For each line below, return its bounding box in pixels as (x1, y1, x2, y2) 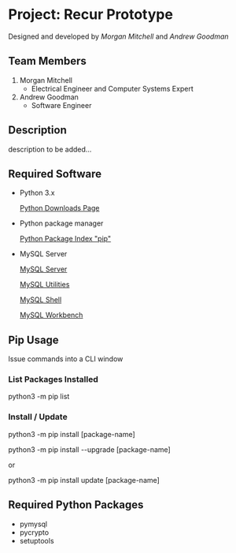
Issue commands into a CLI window (8, 354, 124, 364)
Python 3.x (19, 188, 55, 198)
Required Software (8, 167, 102, 181)
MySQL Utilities (19, 280, 70, 290)
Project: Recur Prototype (8, 6, 173, 24)
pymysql (19, 519, 48, 529)
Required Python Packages (8, 499, 144, 512)
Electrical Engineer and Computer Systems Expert (31, 84, 194, 93)
